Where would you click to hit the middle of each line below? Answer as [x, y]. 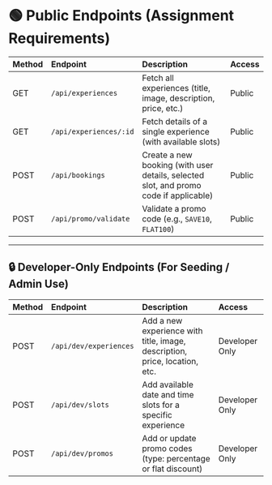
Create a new [167, 155]
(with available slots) [181, 141]
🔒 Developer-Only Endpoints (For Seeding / [119, 267]
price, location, [170, 361]
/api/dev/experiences [93, 346]
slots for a [160, 405]
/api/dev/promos [82, 453]
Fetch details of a [174, 121]
